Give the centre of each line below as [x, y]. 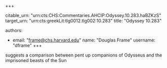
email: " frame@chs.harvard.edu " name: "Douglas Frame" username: [84, 40]
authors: [14, 30]
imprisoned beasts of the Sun [36, 60]
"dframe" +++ [27, 45]
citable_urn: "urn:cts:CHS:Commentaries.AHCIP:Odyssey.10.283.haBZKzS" [83, 15]
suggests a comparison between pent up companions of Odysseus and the [84, 55]
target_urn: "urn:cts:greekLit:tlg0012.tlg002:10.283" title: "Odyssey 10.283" [83, 21]
